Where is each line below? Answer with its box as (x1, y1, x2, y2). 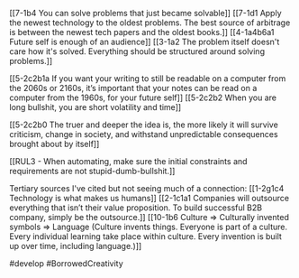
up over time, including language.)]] (9, 241, 142, 251)
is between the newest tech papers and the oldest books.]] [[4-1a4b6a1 (9, 27, 275, 37)
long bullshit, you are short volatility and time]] (9, 102, 182, 112)
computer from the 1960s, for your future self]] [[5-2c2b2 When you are (9, 92, 277, 103)
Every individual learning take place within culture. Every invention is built (9, 231, 282, 242)
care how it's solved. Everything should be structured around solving (9, 46, 266, 57)
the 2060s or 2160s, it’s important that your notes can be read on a (9, 83, 258, 93)
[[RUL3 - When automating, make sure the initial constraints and (9, 156, 248, 166)
